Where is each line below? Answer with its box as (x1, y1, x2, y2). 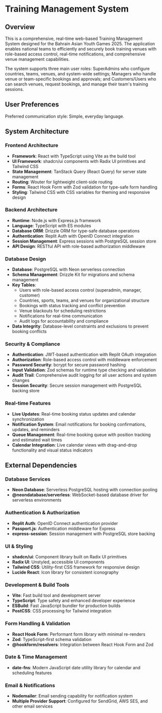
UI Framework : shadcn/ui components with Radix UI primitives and (12, 158, 146, 164)
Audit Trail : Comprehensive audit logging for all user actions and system (12, 372, 157, 378)
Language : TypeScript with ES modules (12, 223, 91, 228)
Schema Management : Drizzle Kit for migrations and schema (12, 272, 135, 278)
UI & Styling (5, 543, 33, 550)
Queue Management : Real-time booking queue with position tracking (12, 432, 151, 437)
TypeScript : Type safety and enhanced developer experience (12, 598, 135, 604)
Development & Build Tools (5, 581, 70, 588)
